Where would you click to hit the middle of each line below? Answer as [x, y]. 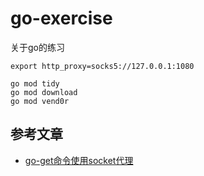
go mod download [44, 92]
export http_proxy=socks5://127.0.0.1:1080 [102, 66]
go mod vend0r [40, 101]
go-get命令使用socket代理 [79, 160]
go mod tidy [35, 83]
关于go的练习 [37, 47]
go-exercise [61, 18]
